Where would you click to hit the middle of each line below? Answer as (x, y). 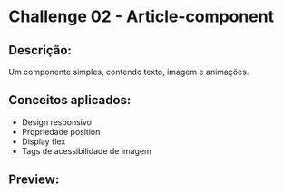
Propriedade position (61, 131)
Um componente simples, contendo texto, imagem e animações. (129, 72)
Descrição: (40, 50)
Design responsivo (57, 122)
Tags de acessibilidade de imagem (86, 150)
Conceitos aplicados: (70, 100)
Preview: (34, 180)
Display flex (44, 141)
